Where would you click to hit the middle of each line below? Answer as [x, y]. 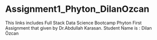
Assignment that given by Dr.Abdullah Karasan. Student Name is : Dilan [78, 28]
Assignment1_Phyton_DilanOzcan [77, 9]
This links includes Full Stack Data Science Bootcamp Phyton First [73, 23]
